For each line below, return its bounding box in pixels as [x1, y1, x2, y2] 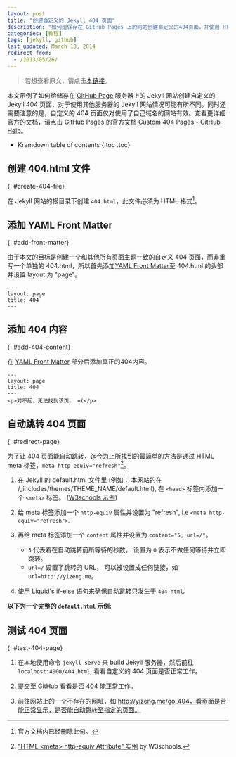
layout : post [7, 10, 46, 18]
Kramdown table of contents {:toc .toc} [17, 140, 131, 148]
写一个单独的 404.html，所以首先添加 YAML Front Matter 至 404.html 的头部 [7, 262, 223, 270]
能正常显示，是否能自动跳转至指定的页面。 [17, 706, 141, 714]
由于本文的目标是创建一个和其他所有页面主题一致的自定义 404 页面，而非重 [7, 253, 226, 261]
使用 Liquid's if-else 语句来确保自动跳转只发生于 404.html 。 [17, 587, 190, 595]
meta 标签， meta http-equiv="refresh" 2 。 [7, 459, 130, 469]
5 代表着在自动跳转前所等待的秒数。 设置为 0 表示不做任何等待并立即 [27, 546, 226, 554]
